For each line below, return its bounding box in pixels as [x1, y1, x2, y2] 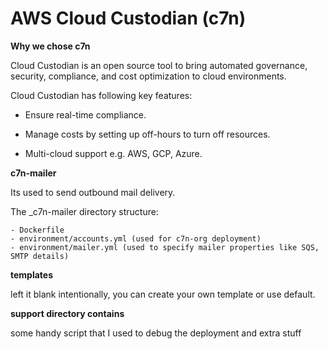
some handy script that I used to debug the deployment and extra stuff [10, 327, 302, 339]
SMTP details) [10, 251, 70, 261]
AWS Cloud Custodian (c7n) [10, 7, 247, 30]
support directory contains [10, 307, 125, 319]
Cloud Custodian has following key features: [10, 89, 193, 101]
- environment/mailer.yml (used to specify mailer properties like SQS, [10, 242, 320, 252]
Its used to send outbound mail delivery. [10, 186, 176, 198]
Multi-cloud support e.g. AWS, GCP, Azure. [24, 147, 203, 159]
